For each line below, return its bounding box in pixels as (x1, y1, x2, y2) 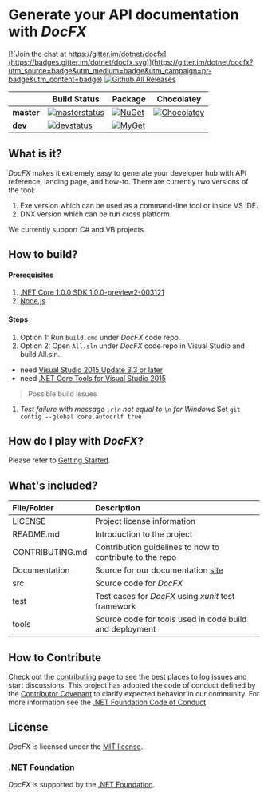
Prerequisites (8, 270, 54, 280)
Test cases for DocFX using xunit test (95, 591, 235, 602)
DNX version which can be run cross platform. (19, 209, 172, 219)
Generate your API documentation (8, 6, 239, 24)
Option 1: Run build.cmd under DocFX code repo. (19, 332, 181, 342)
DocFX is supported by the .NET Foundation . (8, 780, 156, 790)
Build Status (52, 93, 100, 105)
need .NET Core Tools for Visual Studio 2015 (19, 373, 166, 383)
